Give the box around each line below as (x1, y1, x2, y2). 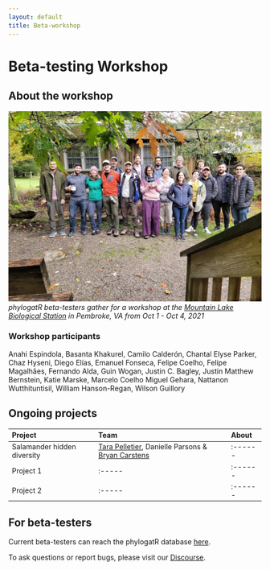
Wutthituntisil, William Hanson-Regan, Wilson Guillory (8, 383, 186, 393)
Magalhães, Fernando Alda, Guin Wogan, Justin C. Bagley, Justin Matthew (8, 366, 254, 376)
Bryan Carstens (98, 451, 150, 461)
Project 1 (11, 466, 43, 476)
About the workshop (8, 89, 114, 103)
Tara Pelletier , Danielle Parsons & (98, 442, 207, 452)
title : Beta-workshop (8, 21, 81, 30)
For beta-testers (8, 515, 92, 529)
